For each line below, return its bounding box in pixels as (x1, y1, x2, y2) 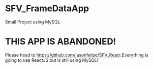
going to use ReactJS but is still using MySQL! (5, 57, 98, 63)
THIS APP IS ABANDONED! (5, 36, 117, 47)
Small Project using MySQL (5, 19, 61, 25)
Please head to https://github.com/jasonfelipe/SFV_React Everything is (5, 52, 149, 58)
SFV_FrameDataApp (5, 3, 90, 14)
